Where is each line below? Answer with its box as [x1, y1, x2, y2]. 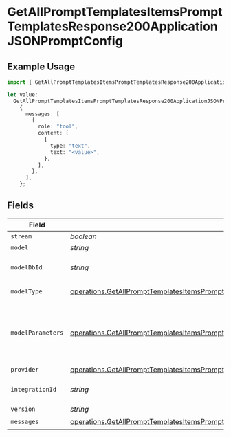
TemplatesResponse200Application [7, 19, 218, 34]
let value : [7, 91, 38, 98]
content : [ [37, 130, 69, 137]
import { [7, 79, 32, 86]
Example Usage [7, 60, 76, 72]
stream [10, 232, 32, 240]
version [10, 405, 36, 413]
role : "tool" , [37, 123, 78, 131]
